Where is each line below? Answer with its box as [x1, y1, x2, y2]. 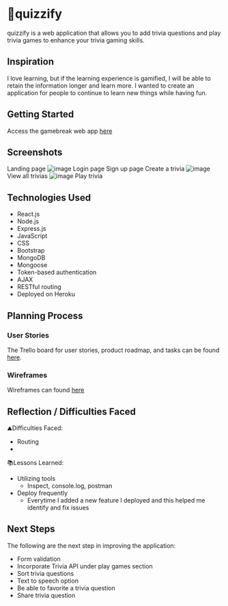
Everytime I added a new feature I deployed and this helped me [27, 496, 205, 504]
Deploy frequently [16, 489, 68, 497]
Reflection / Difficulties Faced [7, 405, 137, 417]
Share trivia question [16, 591, 76, 599]
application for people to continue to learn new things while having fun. [7, 88, 208, 97]
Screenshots [7, 147, 63, 158]
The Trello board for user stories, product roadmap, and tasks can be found [7, 346, 220, 354]
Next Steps [7, 523, 55, 535]
